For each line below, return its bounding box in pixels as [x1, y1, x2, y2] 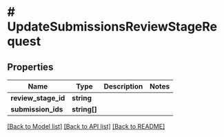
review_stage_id [10, 93, 65, 102]
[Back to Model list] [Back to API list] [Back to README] [7, 122, 165, 130]
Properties [7, 61, 54, 73]
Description [103, 82, 143, 91]
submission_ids [10, 104, 63, 114]
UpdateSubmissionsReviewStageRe [7, 19, 218, 35]
